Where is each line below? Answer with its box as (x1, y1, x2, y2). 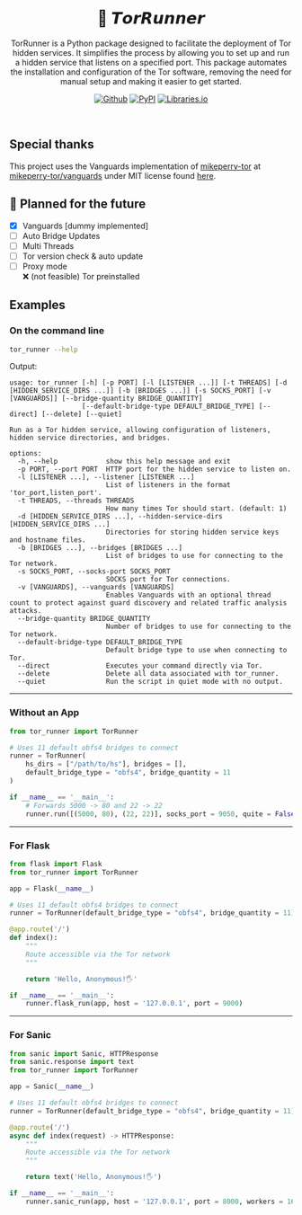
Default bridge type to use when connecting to (105, 646, 288, 655)
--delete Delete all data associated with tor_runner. (17, 670, 280, 678)
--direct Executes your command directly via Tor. (17, 661, 263, 670)
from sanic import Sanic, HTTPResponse (9, 1049, 159, 1059)
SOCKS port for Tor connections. (105, 575, 231, 584)
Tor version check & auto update (22, 251, 144, 262)
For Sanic (9, 1029, 52, 1042)
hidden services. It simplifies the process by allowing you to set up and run (12, 47, 290, 58)
